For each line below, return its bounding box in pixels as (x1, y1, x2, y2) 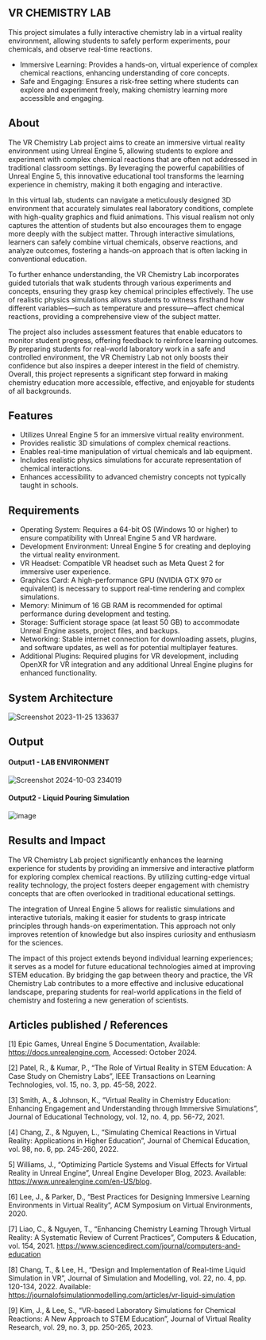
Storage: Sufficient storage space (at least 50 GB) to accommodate (19, 618, 241, 627)
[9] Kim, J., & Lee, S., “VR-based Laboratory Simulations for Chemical (8, 1306, 236, 1315)
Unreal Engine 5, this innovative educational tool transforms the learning (8, 171, 245, 181)
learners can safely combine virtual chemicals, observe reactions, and (8, 237, 238, 247)
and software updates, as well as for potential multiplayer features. (19, 643, 238, 653)
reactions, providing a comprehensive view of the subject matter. (8, 311, 221, 321)
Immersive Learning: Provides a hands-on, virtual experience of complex (19, 60, 258, 69)
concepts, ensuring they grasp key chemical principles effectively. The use (8, 286, 254, 296)
